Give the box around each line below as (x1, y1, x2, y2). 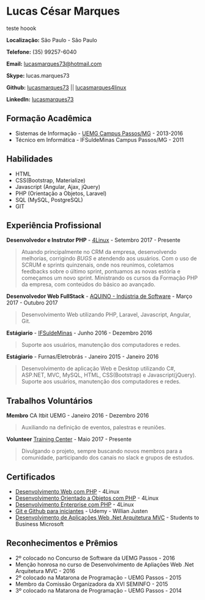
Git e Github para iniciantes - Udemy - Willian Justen (15, 508, 148, 514)
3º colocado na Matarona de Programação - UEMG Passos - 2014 (15, 587, 182, 594)
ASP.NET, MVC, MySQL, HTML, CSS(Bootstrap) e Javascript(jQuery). (21, 371, 197, 379)
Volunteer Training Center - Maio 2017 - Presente (6, 435, 132, 443)
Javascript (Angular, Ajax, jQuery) (15, 183, 101, 190)
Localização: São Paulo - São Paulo (6, 36, 97, 43)
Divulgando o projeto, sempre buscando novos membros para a (21, 448, 182, 455)
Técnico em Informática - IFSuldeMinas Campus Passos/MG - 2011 (15, 136, 184, 143)
